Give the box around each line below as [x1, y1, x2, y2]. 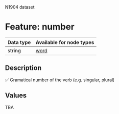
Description [5, 64, 42, 72]
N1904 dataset [5, 4, 35, 10]
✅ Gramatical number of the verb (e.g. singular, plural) [5, 77, 115, 83]
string [7, 47, 21, 54]
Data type [7, 39, 31, 46]
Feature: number [5, 22, 75, 32]
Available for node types [35, 39, 95, 46]
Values [5, 91, 27, 100]
